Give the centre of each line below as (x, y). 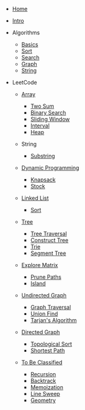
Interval (40, 126)
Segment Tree (48, 253)
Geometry (43, 400)
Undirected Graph (44, 295)
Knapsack (43, 180)
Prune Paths (46, 277)
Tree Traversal (49, 233)
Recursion (43, 374)
